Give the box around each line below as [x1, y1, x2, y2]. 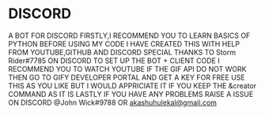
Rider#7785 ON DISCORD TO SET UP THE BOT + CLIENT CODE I [8, 56, 220, 65]
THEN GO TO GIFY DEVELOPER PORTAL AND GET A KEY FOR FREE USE [8, 72, 245, 82]
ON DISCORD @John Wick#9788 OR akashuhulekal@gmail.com [8, 98, 218, 107]
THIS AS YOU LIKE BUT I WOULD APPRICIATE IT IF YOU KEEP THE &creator [8, 80, 257, 91]
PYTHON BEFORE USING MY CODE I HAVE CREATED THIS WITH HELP [8, 39, 240, 48]
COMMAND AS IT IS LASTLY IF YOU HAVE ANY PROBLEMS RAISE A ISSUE [8, 89, 254, 98]
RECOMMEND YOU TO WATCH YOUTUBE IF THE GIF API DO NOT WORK [8, 64, 247, 73]
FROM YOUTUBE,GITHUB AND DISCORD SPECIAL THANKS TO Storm [8, 47, 236, 57]
